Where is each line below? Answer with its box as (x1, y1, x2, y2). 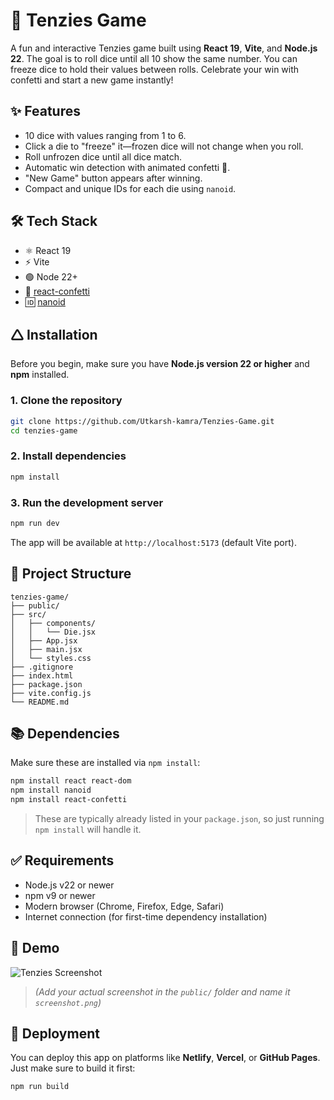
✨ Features (10, 103, 81, 120)
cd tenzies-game (10, 425, 78, 436)
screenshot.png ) (34, 996, 102, 1008)
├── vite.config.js (10, 688, 92, 698)
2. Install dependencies (10, 449, 127, 463)
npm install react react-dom (10, 776, 132, 786)
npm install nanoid (10, 785, 92, 796)
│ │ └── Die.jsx (10, 627, 97, 637)
